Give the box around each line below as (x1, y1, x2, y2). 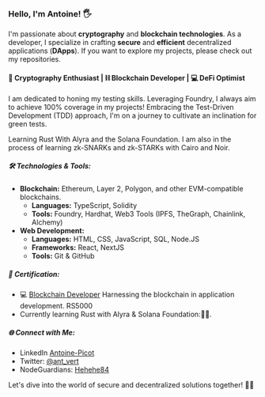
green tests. (8, 119, 47, 128)
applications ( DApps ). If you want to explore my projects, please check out (8, 46, 252, 55)
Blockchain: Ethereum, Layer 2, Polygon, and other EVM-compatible (19, 184, 244, 194)
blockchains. (19, 192, 62, 202)
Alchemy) (31, 217, 63, 227)
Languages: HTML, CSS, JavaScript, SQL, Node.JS (31, 234, 200, 244)
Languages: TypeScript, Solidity (31, 201, 138, 210)
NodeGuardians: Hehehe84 (19, 365, 109, 375)
